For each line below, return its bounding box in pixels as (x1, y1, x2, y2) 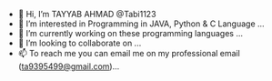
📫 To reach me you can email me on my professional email (17, 48, 241, 58)
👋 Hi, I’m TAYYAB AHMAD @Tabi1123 (17, 9, 156, 19)
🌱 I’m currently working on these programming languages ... (17, 28, 244, 38)
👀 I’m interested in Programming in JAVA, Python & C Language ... (17, 18, 266, 29)
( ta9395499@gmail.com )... (17, 61, 120, 72)
